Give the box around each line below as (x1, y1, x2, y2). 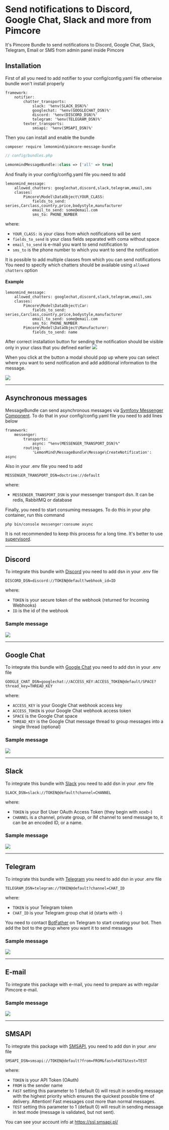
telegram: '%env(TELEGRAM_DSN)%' (32, 117, 102, 122)
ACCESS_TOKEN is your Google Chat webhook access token (12, 708, 132, 714)
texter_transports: (23, 121, 64, 126)
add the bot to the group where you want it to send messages (5, 925, 133, 931)
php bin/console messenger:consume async (5, 521, 94, 527)
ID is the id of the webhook (12, 608, 69, 614)
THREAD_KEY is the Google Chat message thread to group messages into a (12, 718, 163, 725)
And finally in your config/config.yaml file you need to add (5, 171, 126, 177)
